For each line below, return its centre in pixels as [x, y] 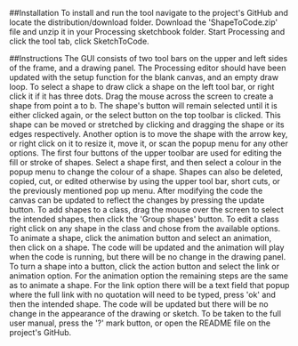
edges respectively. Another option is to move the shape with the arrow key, [149, 134]
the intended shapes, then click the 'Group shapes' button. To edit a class [144, 219]
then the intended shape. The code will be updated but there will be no [139, 304]
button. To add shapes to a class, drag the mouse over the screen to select [146, 209]
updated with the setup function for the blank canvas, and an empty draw [144, 77]
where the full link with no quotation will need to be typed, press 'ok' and [142, 294]
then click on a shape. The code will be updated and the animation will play [147, 247]
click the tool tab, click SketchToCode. [79, 41]
